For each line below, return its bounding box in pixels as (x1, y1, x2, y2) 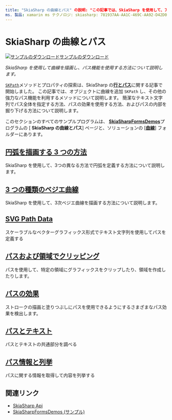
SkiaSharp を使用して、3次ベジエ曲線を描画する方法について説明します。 (5, 200, 160, 206)
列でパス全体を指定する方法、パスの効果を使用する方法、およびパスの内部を (5, 101, 167, 108)
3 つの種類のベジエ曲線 (5, 185, 79, 194)
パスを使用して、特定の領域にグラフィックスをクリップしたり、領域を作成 (5, 266, 162, 272)
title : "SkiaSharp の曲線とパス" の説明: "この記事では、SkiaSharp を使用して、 (5, 7, 165, 13)
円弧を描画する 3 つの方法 (5, 148, 87, 156)
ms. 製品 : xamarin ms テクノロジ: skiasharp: (5, 12, 99, 17)
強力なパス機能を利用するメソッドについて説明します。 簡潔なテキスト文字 (5, 95, 163, 101)
